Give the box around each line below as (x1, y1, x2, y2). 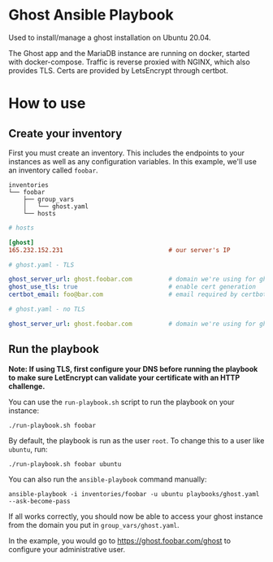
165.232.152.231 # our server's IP (8, 246, 231, 254)
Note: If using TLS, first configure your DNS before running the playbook (8, 364, 258, 373)
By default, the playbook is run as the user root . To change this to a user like (8, 435, 265, 445)
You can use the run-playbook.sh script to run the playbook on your (8, 397, 235, 407)
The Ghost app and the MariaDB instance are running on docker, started (8, 48, 250, 58)
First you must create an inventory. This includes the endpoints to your (8, 148, 245, 158)
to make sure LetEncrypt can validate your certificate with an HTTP (8, 372, 240, 382)
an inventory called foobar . (8, 165, 99, 175)
